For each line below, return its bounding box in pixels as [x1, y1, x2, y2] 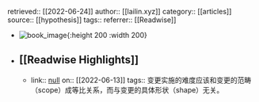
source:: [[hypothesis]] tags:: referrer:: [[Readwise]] [7, 15, 177, 25]
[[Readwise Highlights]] [18, 53, 139, 66]
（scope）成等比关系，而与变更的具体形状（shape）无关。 [30, 85, 224, 94]
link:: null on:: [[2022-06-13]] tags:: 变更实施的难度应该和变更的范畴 [30, 75, 252, 85]
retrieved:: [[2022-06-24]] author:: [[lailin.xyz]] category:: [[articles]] [7, 7, 232, 16]
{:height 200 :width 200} [66, 31, 147, 40]
